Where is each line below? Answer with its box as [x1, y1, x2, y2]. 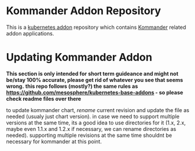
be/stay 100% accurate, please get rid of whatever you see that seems [6, 76, 183, 83]
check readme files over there [6, 95, 82, 102]
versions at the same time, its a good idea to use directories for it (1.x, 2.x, [6, 119, 186, 126]
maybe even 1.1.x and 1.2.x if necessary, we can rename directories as [6, 125, 176, 132]
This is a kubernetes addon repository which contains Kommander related [6, 24, 186, 31]
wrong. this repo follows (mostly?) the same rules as [6, 83, 138, 90]
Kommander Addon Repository [6, 4, 161, 18]
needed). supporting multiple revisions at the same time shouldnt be [6, 132, 173, 139]
